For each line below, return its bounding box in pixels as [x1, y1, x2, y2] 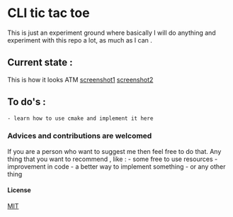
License [7, 186, 32, 194]
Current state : [7, 57, 73, 69]
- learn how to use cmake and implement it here [7, 115, 154, 122]
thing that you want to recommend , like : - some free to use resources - [7, 155, 218, 163]
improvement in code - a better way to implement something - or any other [7, 162, 226, 171]
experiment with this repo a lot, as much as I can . [7, 35, 152, 44]
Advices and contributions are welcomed [7, 131, 152, 141]
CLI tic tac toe [7, 5, 90, 21]
